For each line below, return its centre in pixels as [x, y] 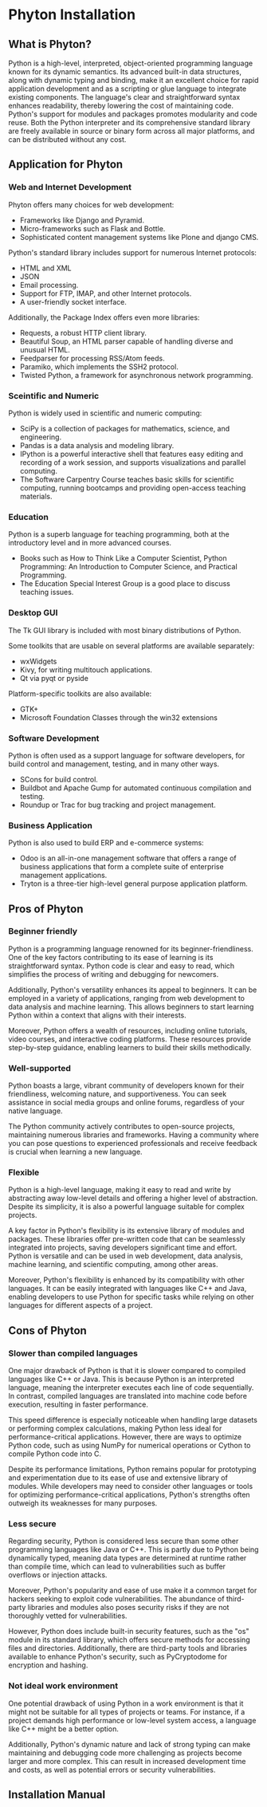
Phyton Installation [72, 15]
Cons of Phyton [48, 1331]
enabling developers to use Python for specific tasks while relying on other [131, 1297]
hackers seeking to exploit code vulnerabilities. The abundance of [116, 1599]
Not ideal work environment [63, 1686]
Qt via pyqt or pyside [54, 678]
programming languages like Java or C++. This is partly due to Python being [133, 1549]
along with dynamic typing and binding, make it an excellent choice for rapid [133, 80]
